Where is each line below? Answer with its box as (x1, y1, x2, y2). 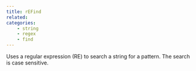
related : (6, 14, 28, 20)
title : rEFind (6, 8, 42, 15)
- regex (17, 31, 36, 37)
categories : (6, 20, 36, 26)
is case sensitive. (6, 59, 49, 66)
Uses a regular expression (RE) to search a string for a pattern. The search (6, 53, 191, 60)
